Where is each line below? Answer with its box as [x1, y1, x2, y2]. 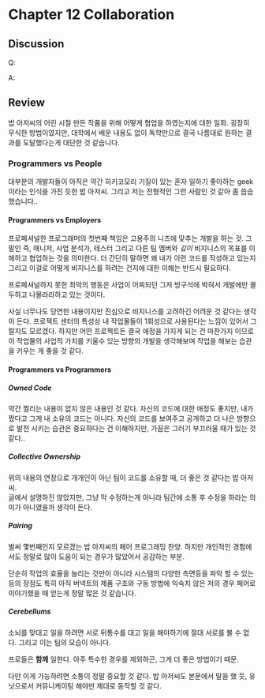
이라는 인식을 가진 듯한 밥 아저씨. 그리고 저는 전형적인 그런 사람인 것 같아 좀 [8, 187, 239, 197]
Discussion [8, 37, 65, 51]
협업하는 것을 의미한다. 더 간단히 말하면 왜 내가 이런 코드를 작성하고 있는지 [28, 253, 256, 263]
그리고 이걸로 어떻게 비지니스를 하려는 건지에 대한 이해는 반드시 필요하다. [8, 263, 231, 273]
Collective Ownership [8, 452, 81, 461]
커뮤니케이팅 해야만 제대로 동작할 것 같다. [35, 681, 162, 690]
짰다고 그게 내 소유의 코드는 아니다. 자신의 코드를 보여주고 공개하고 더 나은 [8, 413, 235, 423]
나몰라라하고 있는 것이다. [28, 290, 106, 299]
